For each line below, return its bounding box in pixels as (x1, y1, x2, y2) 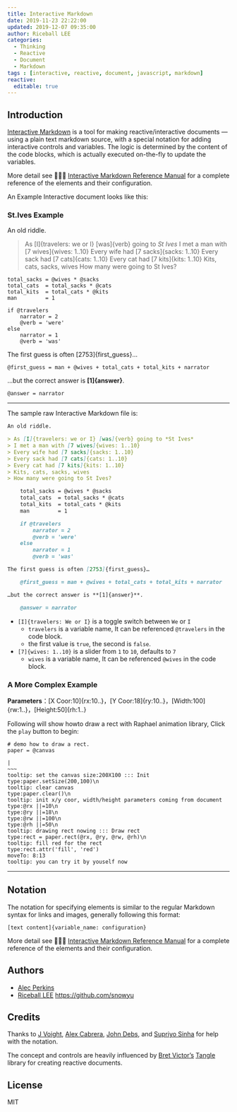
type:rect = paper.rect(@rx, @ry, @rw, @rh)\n (7, 833, 147, 841)
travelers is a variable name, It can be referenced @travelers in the (28, 624, 226, 633)
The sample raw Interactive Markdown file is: (7, 409, 138, 418)
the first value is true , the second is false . (28, 639, 152, 648)
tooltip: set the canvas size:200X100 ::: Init (7, 771, 150, 778)
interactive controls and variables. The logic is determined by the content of (7, 143, 228, 151)
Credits (7, 1011, 41, 1023)
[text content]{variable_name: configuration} (7, 924, 147, 931)
